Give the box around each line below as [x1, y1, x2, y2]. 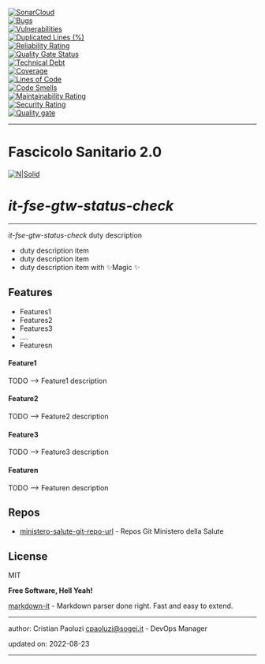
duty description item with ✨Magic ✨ [19, 262, 140, 272]
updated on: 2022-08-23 [8, 640, 90, 649]
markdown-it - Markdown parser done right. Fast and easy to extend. [8, 601, 233, 611]
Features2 [19, 315, 53, 324]
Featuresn [19, 340, 53, 350]
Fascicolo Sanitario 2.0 [8, 143, 162, 161]
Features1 [19, 306, 51, 316]
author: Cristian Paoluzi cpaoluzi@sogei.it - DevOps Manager [8, 624, 207, 633]
